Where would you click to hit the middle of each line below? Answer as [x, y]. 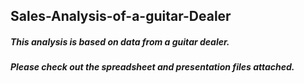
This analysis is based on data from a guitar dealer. [120, 41]
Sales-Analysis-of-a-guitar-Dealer [121, 16]
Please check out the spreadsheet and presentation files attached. [152, 67]
